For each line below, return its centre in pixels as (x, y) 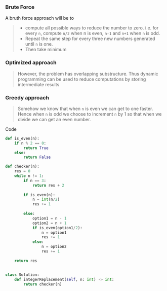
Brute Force (20, 7)
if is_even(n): (39, 195)
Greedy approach (27, 97)
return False (37, 157)
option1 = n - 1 (49, 218)
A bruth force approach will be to (40, 18)
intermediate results (38, 84)
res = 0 (22, 171)
